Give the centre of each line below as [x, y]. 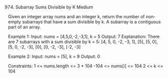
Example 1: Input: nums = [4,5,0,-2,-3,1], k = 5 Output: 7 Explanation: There [84, 37]
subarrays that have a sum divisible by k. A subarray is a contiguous [91, 22]
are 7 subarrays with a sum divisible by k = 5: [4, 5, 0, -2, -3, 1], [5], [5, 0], [83, 42]
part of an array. [24, 27]
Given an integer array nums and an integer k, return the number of [76, 16]
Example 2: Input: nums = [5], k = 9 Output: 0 [54, 56]
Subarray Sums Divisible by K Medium [54, 7]
